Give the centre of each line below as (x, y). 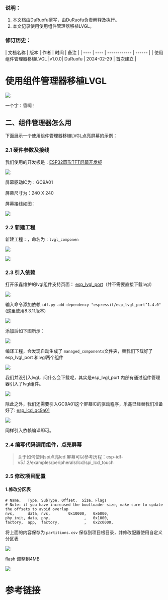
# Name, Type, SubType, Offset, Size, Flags (56, 500)
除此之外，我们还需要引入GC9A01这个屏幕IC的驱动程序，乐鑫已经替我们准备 (84, 404)
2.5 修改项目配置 (25, 476)
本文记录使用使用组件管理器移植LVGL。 (53, 26)
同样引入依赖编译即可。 (29, 430)
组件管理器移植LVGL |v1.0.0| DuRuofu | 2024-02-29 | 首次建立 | (71, 58)
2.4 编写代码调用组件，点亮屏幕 (44, 445)
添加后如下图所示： (25, 331)
